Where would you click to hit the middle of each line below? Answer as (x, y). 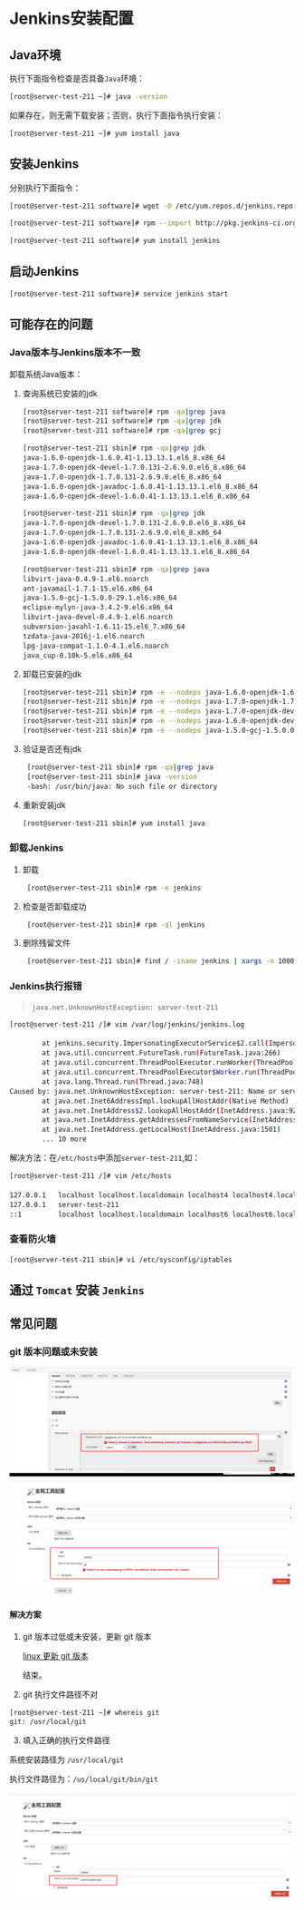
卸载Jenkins (37, 848)
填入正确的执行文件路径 (66, 1740)
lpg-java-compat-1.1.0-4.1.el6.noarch (95, 646)
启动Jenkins (44, 272)
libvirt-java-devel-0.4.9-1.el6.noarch (98, 618)
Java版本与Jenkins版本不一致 (75, 353)
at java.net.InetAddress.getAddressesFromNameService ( (147, 1120)
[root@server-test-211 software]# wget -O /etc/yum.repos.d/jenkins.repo (152, 206)
